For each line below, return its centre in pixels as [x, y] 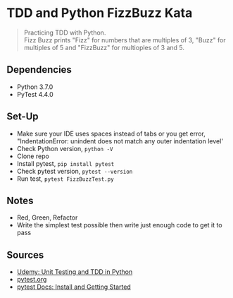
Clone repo [33, 156]
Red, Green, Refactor [47, 217]
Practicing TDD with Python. [65, 32]
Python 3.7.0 [35, 87]
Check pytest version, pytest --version [75, 171]
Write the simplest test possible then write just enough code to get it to [119, 225]
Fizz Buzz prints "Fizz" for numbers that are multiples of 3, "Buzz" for [125, 40]
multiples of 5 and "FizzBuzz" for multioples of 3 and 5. [104, 47]
